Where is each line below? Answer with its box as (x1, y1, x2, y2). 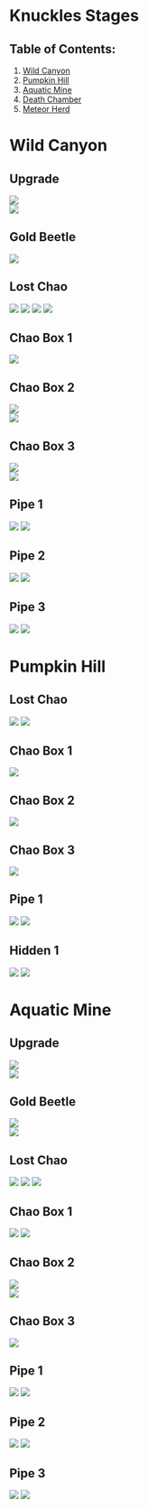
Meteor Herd (22, 104, 70, 114)
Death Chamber (22, 94, 82, 105)
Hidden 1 (9, 943, 60, 958)
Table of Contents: (9, 42, 116, 57)
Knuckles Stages (9, 5, 140, 26)
